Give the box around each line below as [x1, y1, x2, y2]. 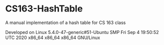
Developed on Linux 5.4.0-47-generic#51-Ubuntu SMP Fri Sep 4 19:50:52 [5, 29, 159, 35]
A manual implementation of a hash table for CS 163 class [5, 19, 126, 25]
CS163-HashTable [5, 3, 83, 14]
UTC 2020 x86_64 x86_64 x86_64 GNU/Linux [5, 34, 101, 40]
